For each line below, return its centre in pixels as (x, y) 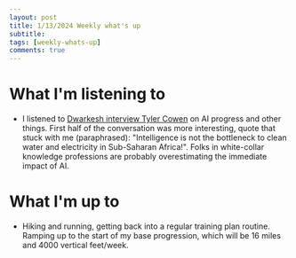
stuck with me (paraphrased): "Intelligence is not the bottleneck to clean (154, 137)
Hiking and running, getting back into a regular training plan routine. (146, 226)
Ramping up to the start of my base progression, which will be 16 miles (152, 235)
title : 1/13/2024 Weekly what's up (75, 26)
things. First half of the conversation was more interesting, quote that (148, 129)
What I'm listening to (88, 94)
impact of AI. (45, 166)
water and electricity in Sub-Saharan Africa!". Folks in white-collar (143, 147)
